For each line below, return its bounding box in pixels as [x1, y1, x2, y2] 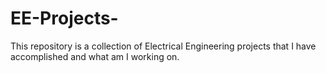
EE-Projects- [10, 7, 119, 30]
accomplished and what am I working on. [10, 50, 180, 62]
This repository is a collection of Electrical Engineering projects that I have [10, 40, 317, 52]
